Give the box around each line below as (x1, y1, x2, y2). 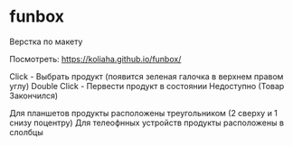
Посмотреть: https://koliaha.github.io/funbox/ (9, 53, 182, 64)
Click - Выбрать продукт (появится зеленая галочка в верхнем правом (9, 70, 284, 82)
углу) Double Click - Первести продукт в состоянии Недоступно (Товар (9, 80, 285, 91)
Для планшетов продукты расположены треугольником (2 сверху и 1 (9, 107, 279, 118)
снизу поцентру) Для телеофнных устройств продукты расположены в (9, 117, 285, 128)
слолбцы (9, 126, 43, 137)
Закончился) (9, 90, 59, 101)
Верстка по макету (9, 36, 83, 47)
